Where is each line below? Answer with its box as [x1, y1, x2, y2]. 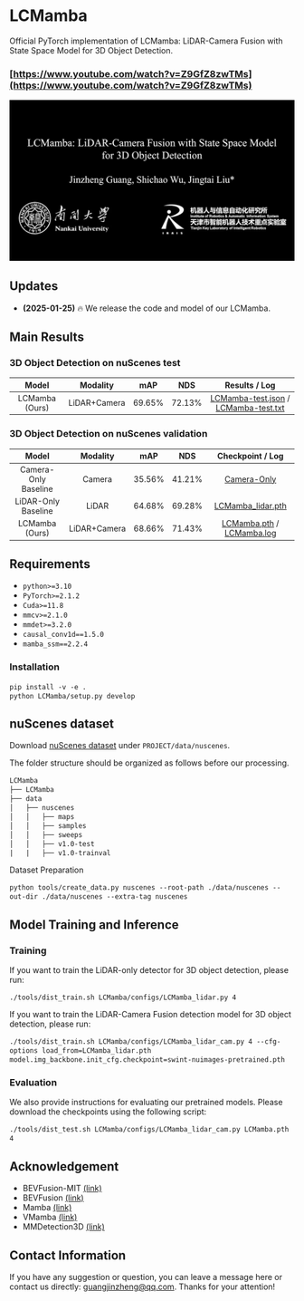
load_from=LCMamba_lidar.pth [42, 1046, 152, 1055]
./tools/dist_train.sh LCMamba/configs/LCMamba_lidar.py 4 [9, 993, 237, 1002]
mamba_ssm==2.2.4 [22, 640, 89, 649]
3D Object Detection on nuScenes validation [9, 428, 208, 440]
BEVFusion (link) [22, 1192, 84, 1203]
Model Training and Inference [9, 917, 179, 932]
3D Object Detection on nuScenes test [9, 356, 181, 369]
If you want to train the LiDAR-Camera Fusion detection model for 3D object [9, 1009, 292, 1020]
